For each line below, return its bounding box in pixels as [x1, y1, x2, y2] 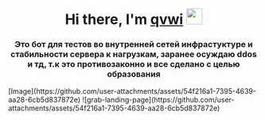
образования [107, 68, 161, 79]
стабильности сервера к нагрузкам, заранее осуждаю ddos [10, 48, 257, 60]
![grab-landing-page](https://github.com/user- [82, 95, 235, 105]
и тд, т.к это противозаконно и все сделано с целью [27, 59, 240, 70]
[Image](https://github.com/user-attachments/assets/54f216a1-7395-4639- [8, 87, 257, 96]
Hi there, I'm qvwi [64, 10, 184, 29]
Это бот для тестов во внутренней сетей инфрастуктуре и [14, 39, 253, 50]
